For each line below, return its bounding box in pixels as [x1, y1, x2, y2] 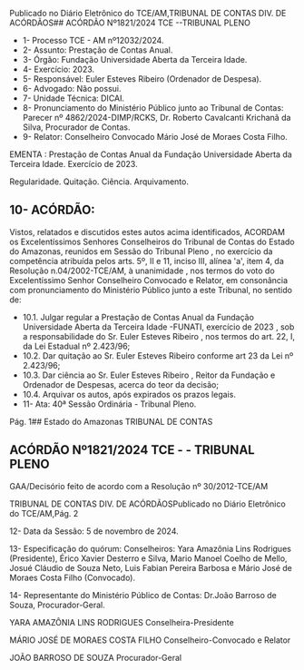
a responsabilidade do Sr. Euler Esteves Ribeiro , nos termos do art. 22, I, [22, 330, 296, 341]
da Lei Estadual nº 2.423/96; [22, 340, 131, 351]
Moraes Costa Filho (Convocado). [9, 572, 136, 583]
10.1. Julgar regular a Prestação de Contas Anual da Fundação [22, 311, 254, 322]
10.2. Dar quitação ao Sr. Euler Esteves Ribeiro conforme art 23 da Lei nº [22, 350, 294, 361]
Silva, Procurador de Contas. [22, 122, 131, 133]
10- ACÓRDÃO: [9, 202, 95, 218]
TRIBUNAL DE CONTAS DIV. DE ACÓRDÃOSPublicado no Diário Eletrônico [9, 498, 286, 509]
